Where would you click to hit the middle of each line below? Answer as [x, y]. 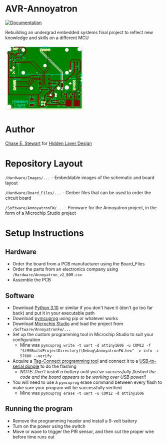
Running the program [39, 409]
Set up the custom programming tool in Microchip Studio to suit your [83, 334]
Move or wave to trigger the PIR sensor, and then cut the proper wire [83, 431]
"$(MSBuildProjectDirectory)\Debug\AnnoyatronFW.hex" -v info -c [89, 351]
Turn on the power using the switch [49, 426]
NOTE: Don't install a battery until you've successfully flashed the [88, 371]
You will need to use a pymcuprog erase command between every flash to [87, 382]
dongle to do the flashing [50, 366]
